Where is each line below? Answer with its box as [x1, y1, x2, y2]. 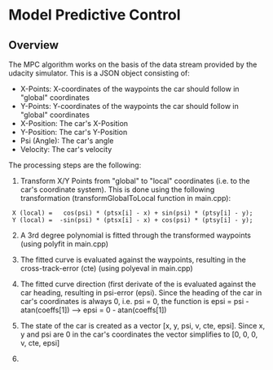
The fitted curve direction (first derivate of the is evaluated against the [20, 279, 257, 289]
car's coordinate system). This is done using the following [20, 185, 215, 194]
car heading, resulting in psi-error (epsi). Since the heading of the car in [20, 288, 262, 298]
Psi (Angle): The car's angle [20, 136, 114, 146]
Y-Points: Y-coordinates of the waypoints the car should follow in [20, 102, 239, 111]
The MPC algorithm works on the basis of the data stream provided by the [8, 59, 258, 69]
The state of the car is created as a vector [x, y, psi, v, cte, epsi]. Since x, [20, 321, 266, 330]
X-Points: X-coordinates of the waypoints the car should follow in [20, 84, 240, 94]
